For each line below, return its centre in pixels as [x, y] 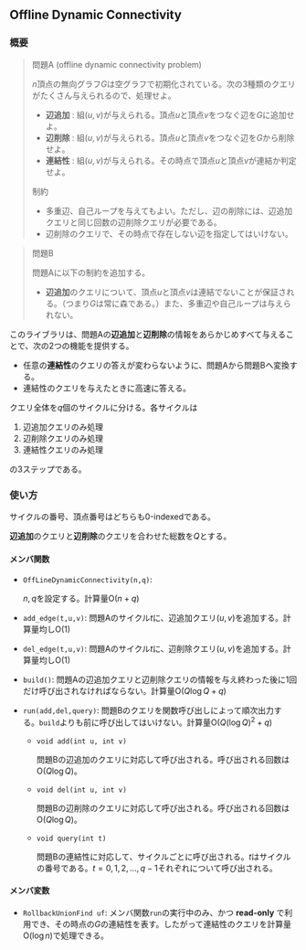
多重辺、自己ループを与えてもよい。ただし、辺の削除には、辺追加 [169, 210]
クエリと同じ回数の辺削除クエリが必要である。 [133, 222]
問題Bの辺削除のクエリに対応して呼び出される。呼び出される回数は [163, 807]
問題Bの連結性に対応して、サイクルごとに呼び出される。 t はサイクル [164, 856]
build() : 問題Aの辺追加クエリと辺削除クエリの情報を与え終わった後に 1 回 [160, 679]
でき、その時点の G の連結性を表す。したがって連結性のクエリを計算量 [161, 924]
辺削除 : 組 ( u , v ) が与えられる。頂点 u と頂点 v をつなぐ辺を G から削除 [170, 137]
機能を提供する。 [102, 346]
